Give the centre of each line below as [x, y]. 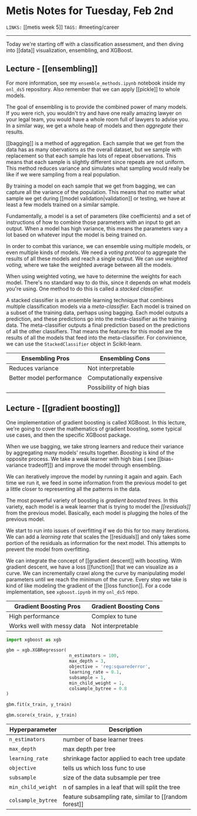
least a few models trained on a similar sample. [63, 205]
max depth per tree [89, 749]
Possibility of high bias [118, 387]
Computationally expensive [125, 377]
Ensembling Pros [45, 358]
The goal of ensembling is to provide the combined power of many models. [97, 106]
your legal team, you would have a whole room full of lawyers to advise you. [98, 119]
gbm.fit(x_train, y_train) [39, 705]
